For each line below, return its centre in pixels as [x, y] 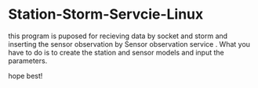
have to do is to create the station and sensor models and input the [116, 52]
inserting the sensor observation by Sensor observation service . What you [129, 44]
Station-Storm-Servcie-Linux [106, 14]
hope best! [25, 76]
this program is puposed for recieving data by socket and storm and [118, 36]
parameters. [28, 61]
